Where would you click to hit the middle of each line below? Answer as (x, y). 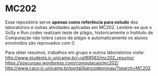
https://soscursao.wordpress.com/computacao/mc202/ (62, 63)
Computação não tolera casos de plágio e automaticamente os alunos (77, 38)
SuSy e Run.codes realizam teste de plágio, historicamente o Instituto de (79, 32)
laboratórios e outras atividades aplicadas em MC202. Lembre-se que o (79, 27)
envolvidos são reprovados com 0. (40, 43)
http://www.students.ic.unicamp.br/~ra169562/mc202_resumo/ (70, 57)
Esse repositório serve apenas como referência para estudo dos (72, 22)
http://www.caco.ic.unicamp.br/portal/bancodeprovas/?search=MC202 (78, 68)
